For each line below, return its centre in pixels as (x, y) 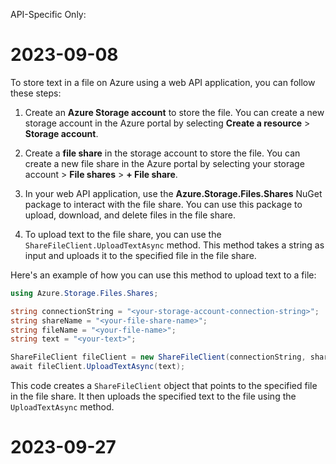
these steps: (36, 93)
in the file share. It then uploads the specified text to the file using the (153, 396)
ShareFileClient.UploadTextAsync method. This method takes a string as (174, 245)
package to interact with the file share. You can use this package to (163, 204)
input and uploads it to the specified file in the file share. (140, 255)
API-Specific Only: (48, 14)
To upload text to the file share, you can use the (123, 234)
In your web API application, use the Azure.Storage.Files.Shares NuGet (173, 193)
